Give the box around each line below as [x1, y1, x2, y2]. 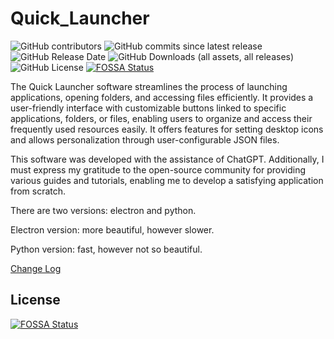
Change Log [10, 262, 62, 274]
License [10, 292, 61, 309]
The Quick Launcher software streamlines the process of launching [10, 80, 288, 92]
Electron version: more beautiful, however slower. [10, 223, 215, 236]
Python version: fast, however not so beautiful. [10, 243, 203, 255]
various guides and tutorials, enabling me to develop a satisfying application [10, 174, 324, 186]
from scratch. [10, 185, 67, 197]
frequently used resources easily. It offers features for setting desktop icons [10, 123, 324, 135]
